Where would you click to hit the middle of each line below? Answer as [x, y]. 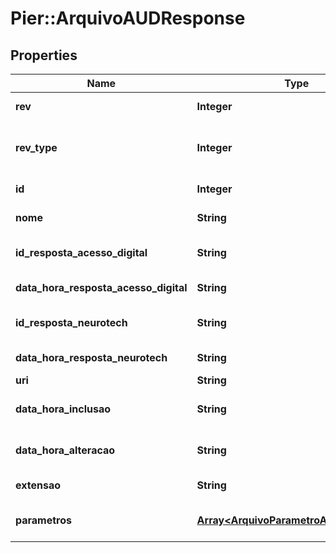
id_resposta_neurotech [71, 322]
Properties [44, 55]
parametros [44, 520]
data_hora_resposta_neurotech [91, 357]
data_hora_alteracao [65, 450]
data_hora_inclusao [63, 409]
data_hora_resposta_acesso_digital [101, 287]
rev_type [36, 147]
